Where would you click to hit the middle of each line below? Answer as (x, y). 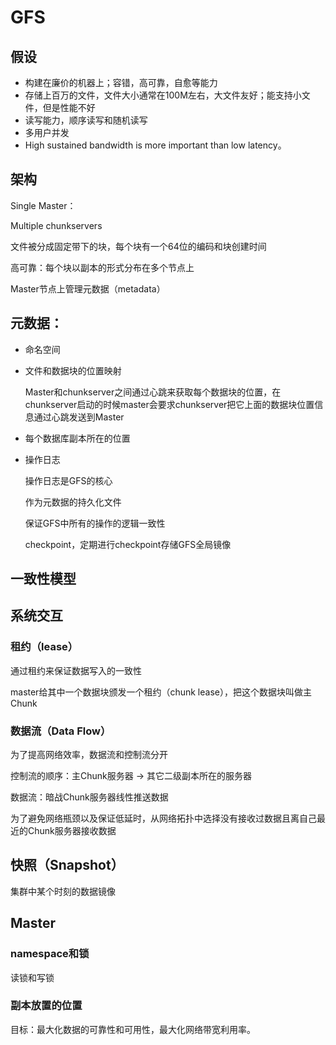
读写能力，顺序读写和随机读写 (86, 120)
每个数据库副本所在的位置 (77, 438)
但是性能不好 (69, 107)
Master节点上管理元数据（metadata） (88, 288)
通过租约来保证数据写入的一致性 (76, 670)
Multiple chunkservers (56, 225)
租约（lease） (44, 647)
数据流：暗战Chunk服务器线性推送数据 (89, 797)
